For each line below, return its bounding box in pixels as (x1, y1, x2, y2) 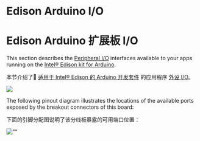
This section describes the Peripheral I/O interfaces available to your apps (6, 55, 193, 62)
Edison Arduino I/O (6, 4, 104, 18)
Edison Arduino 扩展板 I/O (6, 34, 138, 48)
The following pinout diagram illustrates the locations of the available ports (6, 97, 194, 105)
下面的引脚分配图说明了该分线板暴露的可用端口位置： (6, 116, 140, 123)
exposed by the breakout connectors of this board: (6, 103, 134, 111)
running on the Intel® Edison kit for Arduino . (6, 61, 116, 68)
